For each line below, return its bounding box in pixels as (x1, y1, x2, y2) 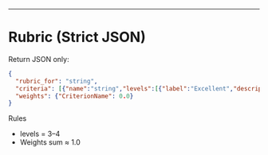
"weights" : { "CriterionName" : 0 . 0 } (15, 92, 134, 100)
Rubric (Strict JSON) (8, 29, 146, 46)
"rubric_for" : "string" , (15, 77, 98, 85)
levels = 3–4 (19, 129, 61, 139)
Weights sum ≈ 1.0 (19, 138, 81, 147)
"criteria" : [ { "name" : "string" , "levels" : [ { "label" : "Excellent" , (15, 84, 234, 92)
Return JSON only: (8, 54, 69, 64)
